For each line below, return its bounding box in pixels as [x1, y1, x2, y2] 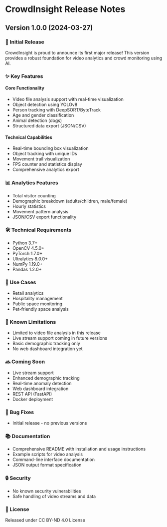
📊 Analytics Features [5, 179, 58, 186]
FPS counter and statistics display [12, 161, 82, 167]
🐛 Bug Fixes [5, 409, 34, 416]
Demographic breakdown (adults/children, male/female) [12, 198, 128, 204]
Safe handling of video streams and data [12, 493, 96, 499]
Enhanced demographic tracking [12, 375, 80, 381]
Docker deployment [12, 396, 53, 402]
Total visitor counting [12, 192, 56, 198]
